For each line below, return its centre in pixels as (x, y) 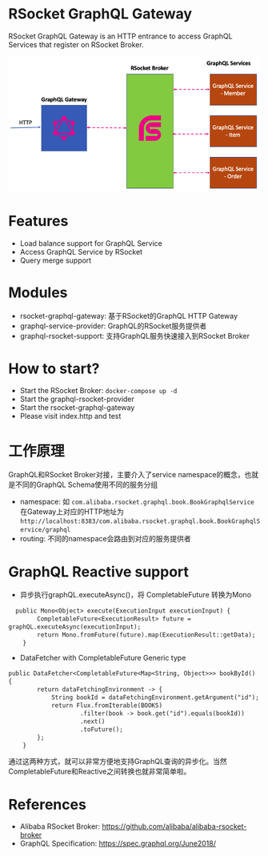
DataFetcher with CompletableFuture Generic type (103, 658)
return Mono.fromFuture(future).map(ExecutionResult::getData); (146, 635)
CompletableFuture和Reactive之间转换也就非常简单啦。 (100, 772)
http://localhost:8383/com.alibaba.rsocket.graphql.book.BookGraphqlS (140, 521)
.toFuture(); (102, 729)
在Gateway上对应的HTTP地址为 (72, 512)
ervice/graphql (45, 530)
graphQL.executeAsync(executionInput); (75, 627)
